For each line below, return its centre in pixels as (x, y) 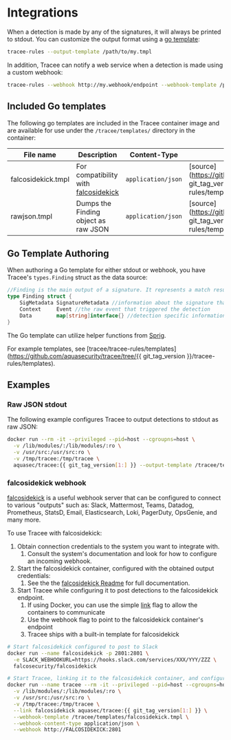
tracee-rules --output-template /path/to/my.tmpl (80, 52)
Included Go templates (57, 106)
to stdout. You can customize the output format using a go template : (104, 39)
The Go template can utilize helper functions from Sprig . (87, 335)
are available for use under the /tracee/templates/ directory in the (101, 130)
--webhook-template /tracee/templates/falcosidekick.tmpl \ (101, 717)
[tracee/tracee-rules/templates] (132, 349)
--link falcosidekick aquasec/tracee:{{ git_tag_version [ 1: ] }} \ (110, 710)
